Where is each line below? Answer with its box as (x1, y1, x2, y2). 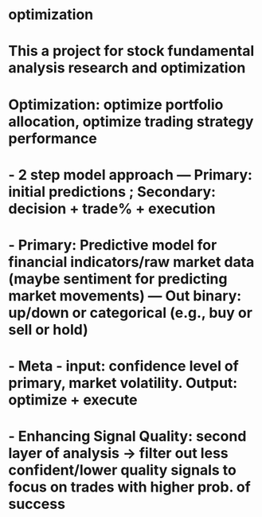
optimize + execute (8, 391, 138, 409)
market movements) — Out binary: (8, 287, 242, 304)
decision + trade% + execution (8, 199, 216, 217)
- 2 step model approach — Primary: (8, 166, 253, 184)
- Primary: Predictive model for (8, 236, 217, 254)
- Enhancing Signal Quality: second (8, 428, 247, 445)
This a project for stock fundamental (8, 42, 255, 61)
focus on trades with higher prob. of (8, 478, 251, 496)
